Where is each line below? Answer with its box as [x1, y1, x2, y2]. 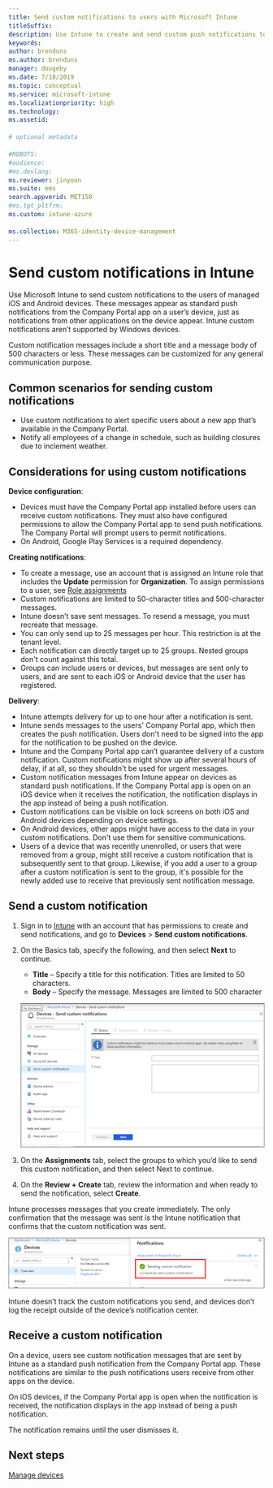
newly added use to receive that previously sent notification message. [19, 876, 255, 885]
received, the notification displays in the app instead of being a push [8, 1400, 238, 1410]
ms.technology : [8, 107, 60, 115]
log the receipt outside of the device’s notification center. [8, 1304, 199, 1315]
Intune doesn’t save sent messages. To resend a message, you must [19, 612, 250, 621]
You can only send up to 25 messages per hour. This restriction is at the [19, 629, 262, 638]
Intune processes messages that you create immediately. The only [8, 1205, 231, 1214]
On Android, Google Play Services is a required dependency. [19, 537, 223, 547]
